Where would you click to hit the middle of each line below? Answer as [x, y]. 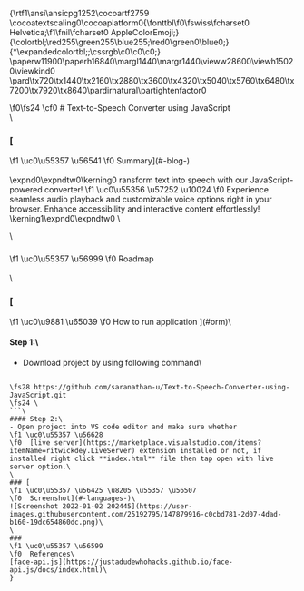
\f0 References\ [42, 554]
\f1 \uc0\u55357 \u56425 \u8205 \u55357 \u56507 [103, 490]
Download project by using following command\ [112, 362]
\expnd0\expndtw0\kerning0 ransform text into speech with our [128, 180]
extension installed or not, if [200, 450]
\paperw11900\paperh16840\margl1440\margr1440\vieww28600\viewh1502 [152, 61]
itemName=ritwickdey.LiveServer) [73, 450]
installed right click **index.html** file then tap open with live [142, 458]
